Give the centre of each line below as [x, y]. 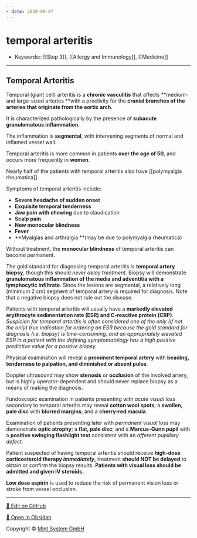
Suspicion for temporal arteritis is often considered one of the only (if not [94, 321]
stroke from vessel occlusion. [42, 489]
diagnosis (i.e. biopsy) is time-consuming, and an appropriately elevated [94, 334]
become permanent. [31, 255]
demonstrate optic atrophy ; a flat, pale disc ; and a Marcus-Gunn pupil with [98, 429]
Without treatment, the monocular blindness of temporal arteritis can [90, 249]
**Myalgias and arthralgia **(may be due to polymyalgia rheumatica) [98, 237]
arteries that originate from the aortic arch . [59, 107]
